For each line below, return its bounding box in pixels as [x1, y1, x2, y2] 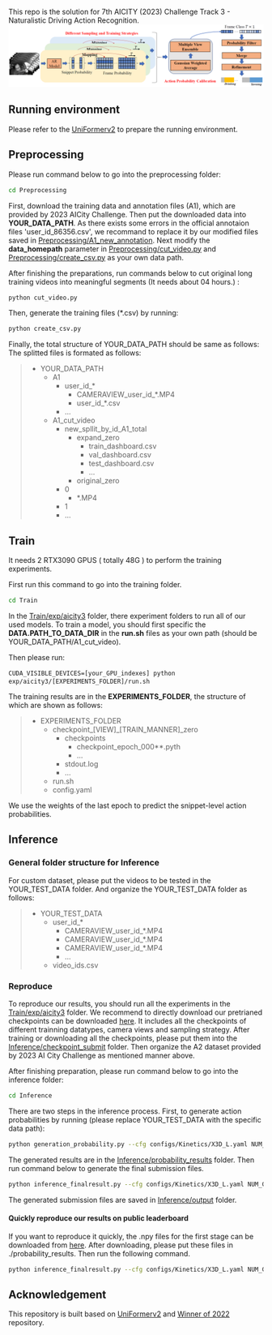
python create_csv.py [8, 324, 82, 333]
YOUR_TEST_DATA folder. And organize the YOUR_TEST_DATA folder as [8, 884, 248, 894]
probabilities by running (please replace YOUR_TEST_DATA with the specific [8, 1114, 261, 1124]
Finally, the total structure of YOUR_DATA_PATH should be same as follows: [8, 340, 260, 350]
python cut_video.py [8, 294, 79, 302]
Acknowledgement [8, 1288, 107, 1302]
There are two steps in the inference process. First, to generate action [8, 1106, 242, 1116]
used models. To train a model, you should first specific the [8, 620, 206, 629]
